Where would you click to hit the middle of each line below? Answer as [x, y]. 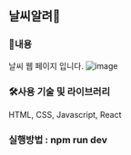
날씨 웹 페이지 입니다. [46, 65]
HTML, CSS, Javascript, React [65, 114]
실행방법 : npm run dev [58, 140]
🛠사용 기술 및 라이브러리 [60, 92]
